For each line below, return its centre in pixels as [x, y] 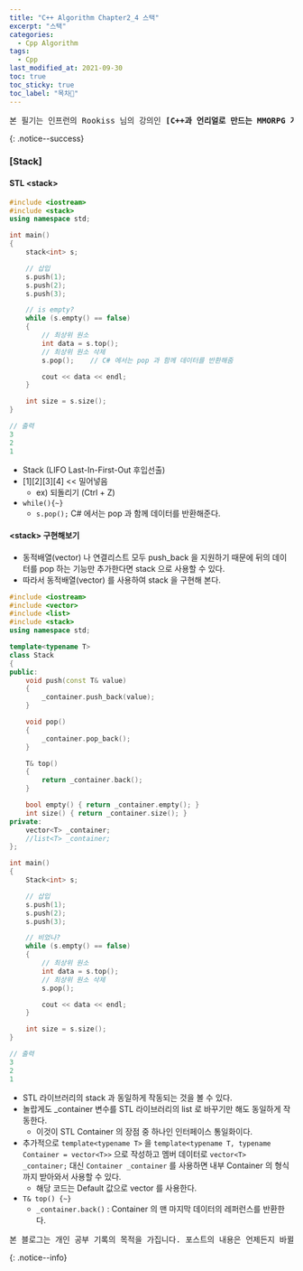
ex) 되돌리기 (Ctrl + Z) [75, 492]
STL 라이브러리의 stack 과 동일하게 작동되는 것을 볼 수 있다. [127, 1098]
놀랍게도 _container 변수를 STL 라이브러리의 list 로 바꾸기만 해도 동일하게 [151, 1108]
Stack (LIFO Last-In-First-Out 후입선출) [94, 470]
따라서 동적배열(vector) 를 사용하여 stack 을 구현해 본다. [121, 580]
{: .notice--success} [47, 138]
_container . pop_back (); [86, 738]
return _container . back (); [92, 780]
